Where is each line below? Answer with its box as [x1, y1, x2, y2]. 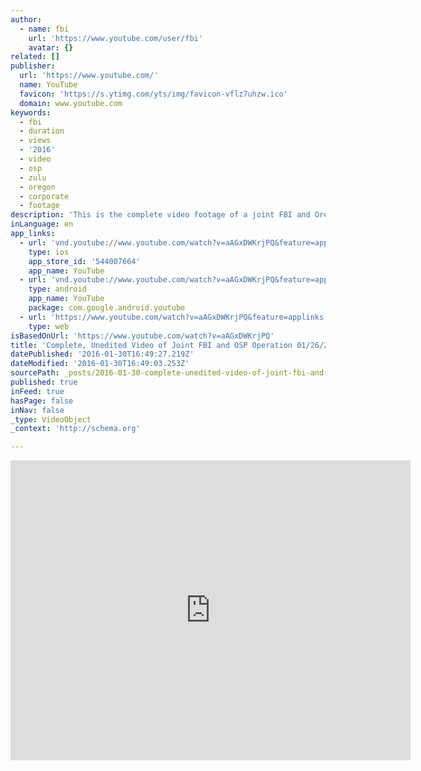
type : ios [28, 247, 70, 257]
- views [19, 136, 52, 146]
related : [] [10, 52, 60, 62]
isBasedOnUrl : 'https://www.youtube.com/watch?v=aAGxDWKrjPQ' [10, 331, 275, 341]
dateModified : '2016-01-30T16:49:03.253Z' [10, 359, 190, 369]
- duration [19, 126, 65, 136]
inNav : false [10, 405, 65, 415]
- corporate [19, 191, 70, 201]
